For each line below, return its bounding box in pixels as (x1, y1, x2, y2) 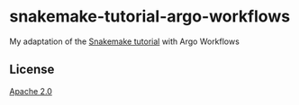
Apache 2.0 (9, 85, 52, 96)
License (9, 62, 55, 77)
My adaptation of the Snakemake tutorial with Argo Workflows (9, 36, 240, 47)
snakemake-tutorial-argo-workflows (9, 6, 291, 27)
